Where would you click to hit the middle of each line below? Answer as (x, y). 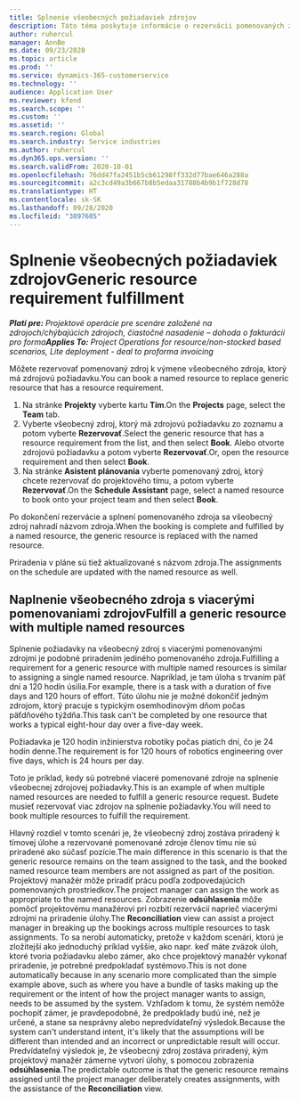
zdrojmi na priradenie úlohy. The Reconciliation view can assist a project (141, 918)
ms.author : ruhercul (48, 150)
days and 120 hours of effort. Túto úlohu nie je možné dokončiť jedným (139, 697)
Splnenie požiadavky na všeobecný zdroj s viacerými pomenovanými (136, 649)
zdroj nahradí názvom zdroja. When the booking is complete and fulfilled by (147, 526)
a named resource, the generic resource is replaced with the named (133, 535)
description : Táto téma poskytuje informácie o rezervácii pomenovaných (147, 26)
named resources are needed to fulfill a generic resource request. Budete (144, 797)
